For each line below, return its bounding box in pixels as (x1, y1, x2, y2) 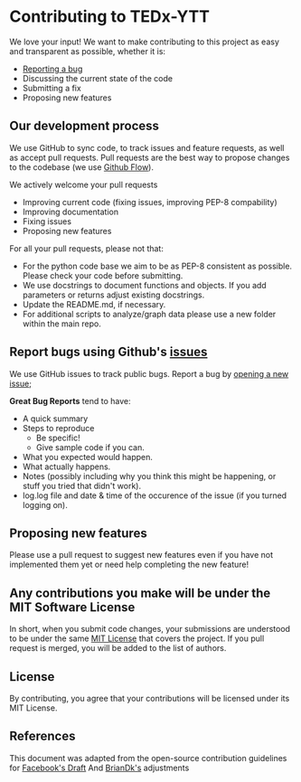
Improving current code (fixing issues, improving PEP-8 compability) (22, 196, 277, 207)
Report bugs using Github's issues (9, 344, 208, 360)
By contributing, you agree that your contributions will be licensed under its (9, 693, 290, 703)
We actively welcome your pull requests (9, 179, 158, 190)
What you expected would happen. (22, 451, 154, 462)
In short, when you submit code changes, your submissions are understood (9, 624, 291, 635)
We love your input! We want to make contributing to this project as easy (9, 36, 280, 47)
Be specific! (35, 432, 80, 443)
